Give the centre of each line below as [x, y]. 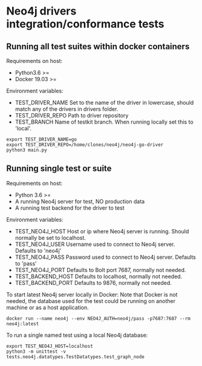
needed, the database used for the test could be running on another [91, 301]
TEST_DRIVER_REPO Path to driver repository [72, 115]
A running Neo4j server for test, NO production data [80, 201]
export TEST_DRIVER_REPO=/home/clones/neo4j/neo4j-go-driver [85, 145]
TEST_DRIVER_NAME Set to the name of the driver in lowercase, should [104, 102]
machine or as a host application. [47, 307]
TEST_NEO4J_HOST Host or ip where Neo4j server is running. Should [102, 231]
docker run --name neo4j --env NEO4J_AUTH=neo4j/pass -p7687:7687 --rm [98, 318]
